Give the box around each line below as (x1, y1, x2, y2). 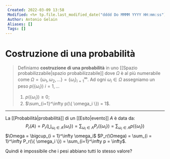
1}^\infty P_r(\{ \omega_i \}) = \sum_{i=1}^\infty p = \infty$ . (5, 138, 126, 144)
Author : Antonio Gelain (7, 17, 58, 22)
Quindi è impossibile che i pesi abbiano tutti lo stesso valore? (5, 148, 133, 154)
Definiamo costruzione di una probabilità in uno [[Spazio (17, 65, 138, 71)
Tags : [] (7, 26, 26, 31)
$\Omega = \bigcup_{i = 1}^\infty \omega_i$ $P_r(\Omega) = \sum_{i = (5, 133, 152, 139)
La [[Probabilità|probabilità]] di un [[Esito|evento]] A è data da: (5, 115, 135, 122)
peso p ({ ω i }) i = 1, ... (17, 83, 60, 90)
